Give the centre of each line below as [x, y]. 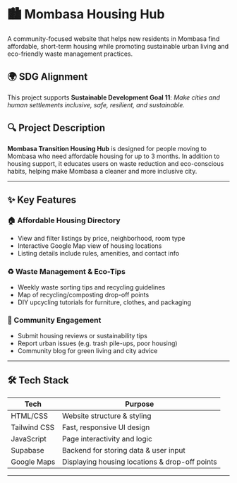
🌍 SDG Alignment [48, 77]
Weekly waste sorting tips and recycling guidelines [91, 287]
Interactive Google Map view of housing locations [90, 246]
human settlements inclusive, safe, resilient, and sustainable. [96, 105]
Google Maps [33, 462]
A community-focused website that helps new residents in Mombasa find [114, 38]
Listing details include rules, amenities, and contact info [98, 254]
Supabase [28, 450]
